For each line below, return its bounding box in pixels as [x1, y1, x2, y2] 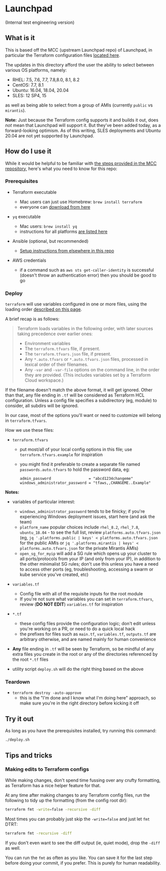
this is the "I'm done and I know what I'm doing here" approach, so [19, 695, 156, 701]
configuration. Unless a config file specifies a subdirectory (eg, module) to [5, 398, 157, 404]
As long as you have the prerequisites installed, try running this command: [5, 728, 157, 734]
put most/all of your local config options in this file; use [19, 447, 132, 453]
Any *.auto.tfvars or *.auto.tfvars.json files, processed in [24, 356, 149, 362]
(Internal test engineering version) [5, 19, 75, 25]
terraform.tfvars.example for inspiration [19, 452, 103, 458]
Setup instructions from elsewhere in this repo [19, 247, 114, 253]
